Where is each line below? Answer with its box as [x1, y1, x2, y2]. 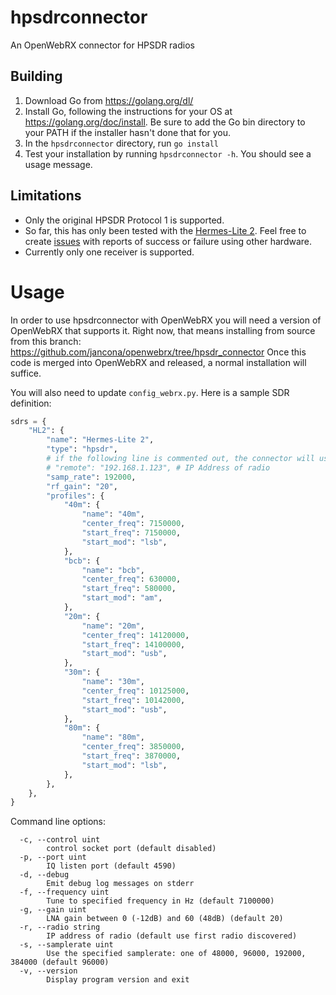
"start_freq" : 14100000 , [81, 639, 186, 650]
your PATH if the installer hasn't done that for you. [24, 126, 231, 138]
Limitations [10, 187, 82, 205]
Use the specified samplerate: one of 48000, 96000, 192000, [46, 949, 307, 959]
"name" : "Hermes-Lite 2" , [46, 435, 155, 445]
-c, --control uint [19, 835, 101, 845]
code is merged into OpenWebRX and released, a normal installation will [10, 356, 307, 368]
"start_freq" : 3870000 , [81, 751, 182, 761]
